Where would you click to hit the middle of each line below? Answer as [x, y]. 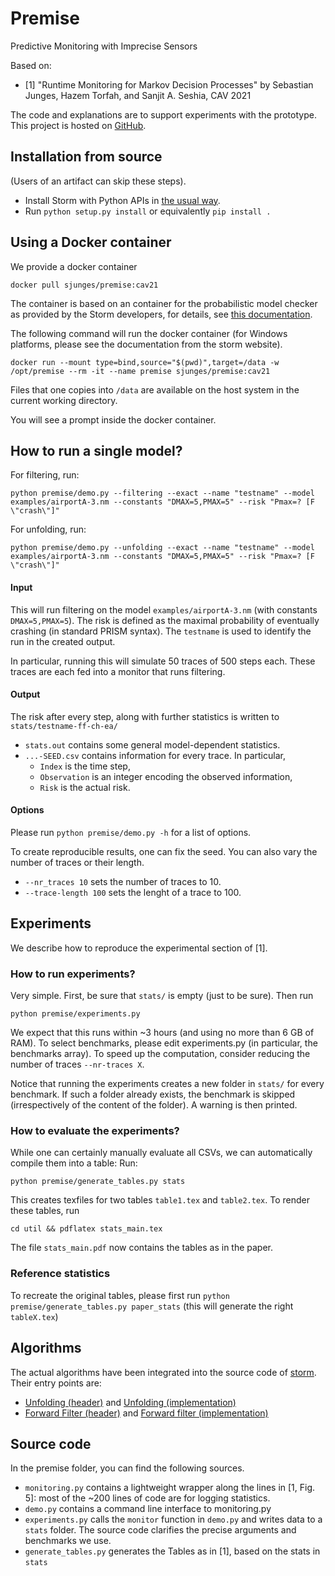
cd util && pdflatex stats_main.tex [86, 1229]
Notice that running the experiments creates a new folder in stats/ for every [167, 1084]
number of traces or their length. [77, 862]
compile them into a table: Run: [74, 1163]
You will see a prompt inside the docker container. [113, 419]
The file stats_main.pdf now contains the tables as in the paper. [142, 1248]
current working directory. [64, 400]
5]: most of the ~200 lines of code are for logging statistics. [147, 1498]
